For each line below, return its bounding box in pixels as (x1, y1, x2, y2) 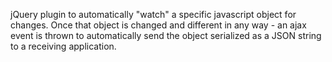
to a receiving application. (10, 40, 117, 52)
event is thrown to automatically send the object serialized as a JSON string (10, 30, 322, 41)
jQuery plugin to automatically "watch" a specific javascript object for (10, 9, 297, 20)
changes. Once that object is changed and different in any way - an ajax (10, 19, 307, 31)
